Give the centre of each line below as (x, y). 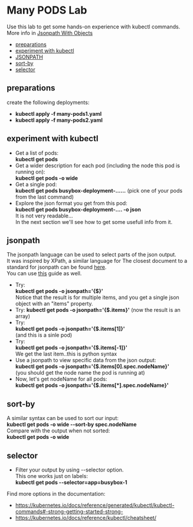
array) (23, 316)
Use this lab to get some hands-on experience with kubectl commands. (94, 27)
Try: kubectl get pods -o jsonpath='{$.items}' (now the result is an (98, 310)
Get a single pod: (36, 184)
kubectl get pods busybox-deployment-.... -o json (78, 209)
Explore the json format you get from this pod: (71, 203)
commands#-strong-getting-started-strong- (69, 511)
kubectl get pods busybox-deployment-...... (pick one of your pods (99, 190)
